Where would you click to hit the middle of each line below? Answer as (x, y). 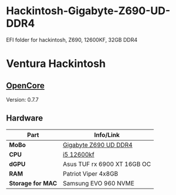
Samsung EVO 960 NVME (99, 183)
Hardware (24, 118)
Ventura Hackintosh (56, 64)
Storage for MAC (33, 183)
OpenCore (25, 85)
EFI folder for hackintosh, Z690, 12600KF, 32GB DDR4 (72, 40)
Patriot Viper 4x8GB (91, 174)
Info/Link (107, 135)
